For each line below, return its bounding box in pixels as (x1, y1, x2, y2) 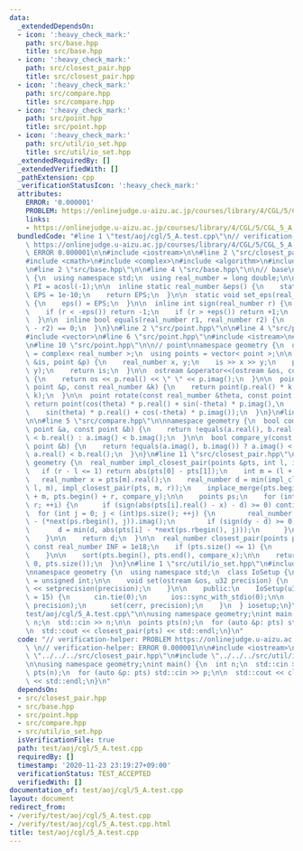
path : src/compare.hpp (25, 89, 111, 98)
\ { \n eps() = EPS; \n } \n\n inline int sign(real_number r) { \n (25, 299, 293, 308)
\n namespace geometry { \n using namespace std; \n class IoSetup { (25, 567, 289, 576)
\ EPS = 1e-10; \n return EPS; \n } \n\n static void (25, 290, 241, 299)
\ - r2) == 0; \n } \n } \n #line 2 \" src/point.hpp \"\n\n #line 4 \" (25, 324, 277, 333)
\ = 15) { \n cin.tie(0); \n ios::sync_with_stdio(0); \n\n (25, 593, 284, 602)
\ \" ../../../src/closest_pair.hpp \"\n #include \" (25, 651, 220, 660)
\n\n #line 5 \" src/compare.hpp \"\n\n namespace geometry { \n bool (25, 416, 280, 425)
